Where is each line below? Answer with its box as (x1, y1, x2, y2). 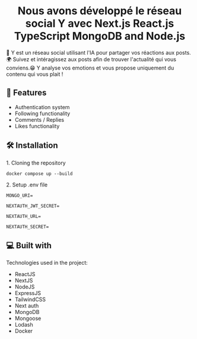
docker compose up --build (6, 170, 73, 176)
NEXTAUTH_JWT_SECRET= (6, 203, 60, 209)
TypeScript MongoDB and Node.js (14, 30, 186, 43)
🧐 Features (6, 88, 47, 98)
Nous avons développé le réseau (17, 4, 182, 18)
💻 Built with (6, 240, 52, 251)
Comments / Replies (14, 116, 65, 123)
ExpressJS (14, 290, 42, 297)
